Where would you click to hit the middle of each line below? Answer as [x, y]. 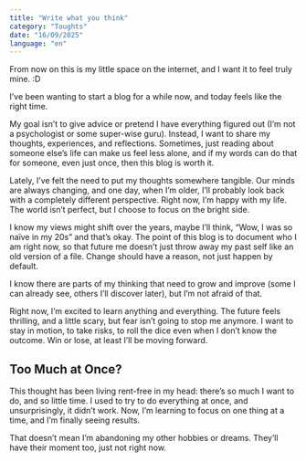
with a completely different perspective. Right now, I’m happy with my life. [148, 200]
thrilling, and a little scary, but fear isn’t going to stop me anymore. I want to [152, 321]
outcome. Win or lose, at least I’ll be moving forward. [109, 341]
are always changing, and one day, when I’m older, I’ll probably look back [147, 190]
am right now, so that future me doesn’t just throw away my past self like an [152, 247]
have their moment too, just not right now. [88, 447]
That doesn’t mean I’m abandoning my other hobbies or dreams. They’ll [144, 438]
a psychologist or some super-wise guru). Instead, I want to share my [140, 134]
